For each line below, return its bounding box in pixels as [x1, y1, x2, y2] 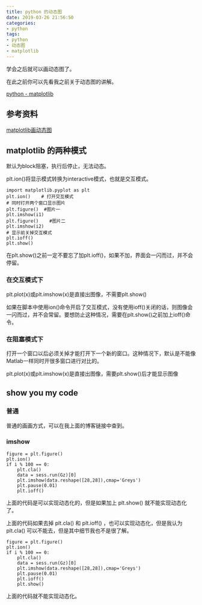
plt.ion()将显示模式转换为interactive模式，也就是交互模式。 [6, 175, 152, 182]
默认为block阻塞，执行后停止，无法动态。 [6, 163, 110, 170]
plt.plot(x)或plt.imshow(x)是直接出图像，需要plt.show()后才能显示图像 [6, 370, 179, 377]
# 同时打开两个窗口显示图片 [6, 200, 66, 206]
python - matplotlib [6, 90, 54, 97]
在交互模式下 [6, 276, 44, 284]
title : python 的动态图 [6, 8, 62, 15]
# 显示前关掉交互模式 [6, 230, 52, 236]
